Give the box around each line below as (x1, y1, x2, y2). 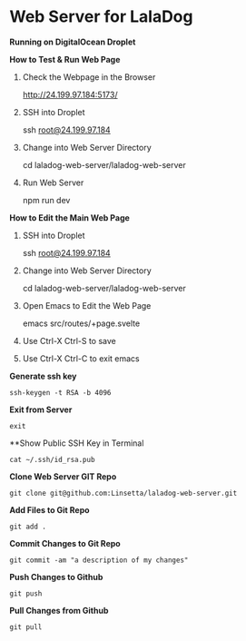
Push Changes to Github (9, 571, 103, 582)
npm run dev (22, 194, 71, 205)
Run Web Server (22, 177, 84, 188)
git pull (9, 622, 43, 632)
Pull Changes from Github (9, 605, 109, 616)
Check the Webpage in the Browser (22, 71, 156, 83)
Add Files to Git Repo (9, 504, 90, 515)
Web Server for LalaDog (9, 6, 193, 27)
